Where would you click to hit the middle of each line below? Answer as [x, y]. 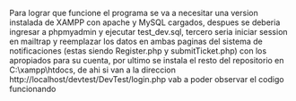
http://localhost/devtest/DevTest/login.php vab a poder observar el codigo [147, 79]
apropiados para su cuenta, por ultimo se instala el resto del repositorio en [147, 60]
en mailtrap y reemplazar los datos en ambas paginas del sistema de [136, 41]
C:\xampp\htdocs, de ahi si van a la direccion [93, 70]
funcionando [33, 89]
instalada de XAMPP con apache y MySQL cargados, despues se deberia [145, 22]
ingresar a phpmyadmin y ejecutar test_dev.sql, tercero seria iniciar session [149, 32]
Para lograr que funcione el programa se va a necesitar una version [134, 13]
